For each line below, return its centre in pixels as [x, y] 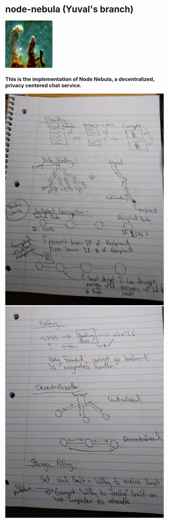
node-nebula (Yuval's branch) [69, 9]
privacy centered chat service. [44, 85]
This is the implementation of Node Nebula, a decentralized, [80, 79]
